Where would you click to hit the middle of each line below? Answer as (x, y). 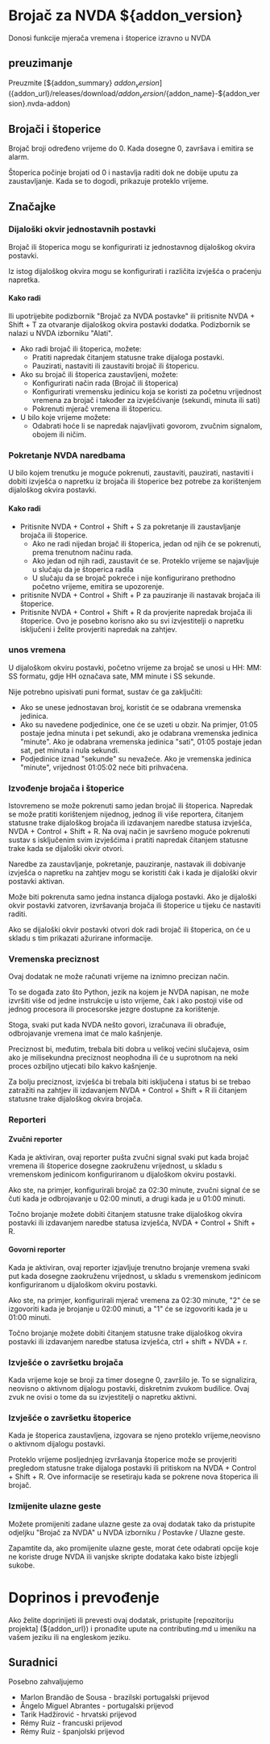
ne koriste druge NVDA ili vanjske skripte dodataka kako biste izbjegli (123, 1556)
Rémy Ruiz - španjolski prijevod (72, 1732)
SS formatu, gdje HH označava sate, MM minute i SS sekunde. (112, 676)
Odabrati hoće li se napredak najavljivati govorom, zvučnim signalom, (147, 426)
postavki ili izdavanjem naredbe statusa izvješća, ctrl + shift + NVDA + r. (128, 1341)
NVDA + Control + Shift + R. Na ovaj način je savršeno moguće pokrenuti (129, 832)
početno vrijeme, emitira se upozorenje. (98, 586)
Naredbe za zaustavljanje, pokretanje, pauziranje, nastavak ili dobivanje (127, 864)
